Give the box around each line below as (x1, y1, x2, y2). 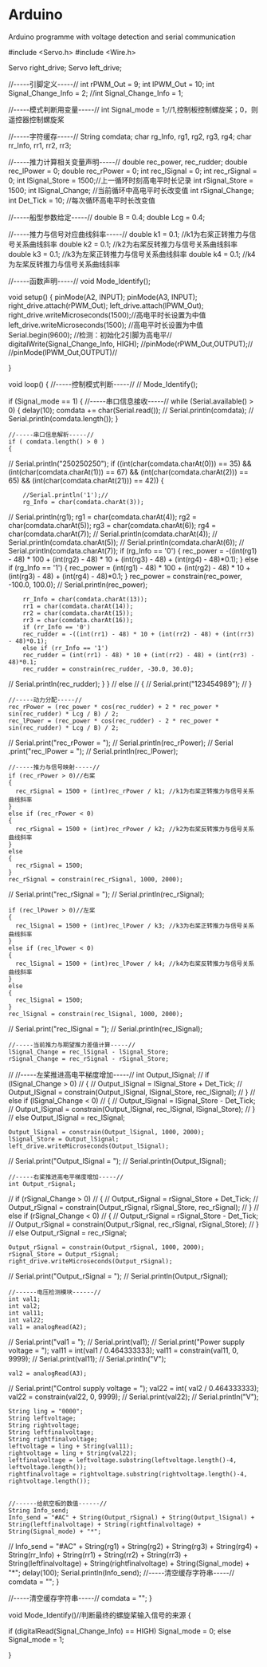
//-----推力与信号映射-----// (8, 763, 100, 771)
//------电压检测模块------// (8, 1288, 101, 1296)
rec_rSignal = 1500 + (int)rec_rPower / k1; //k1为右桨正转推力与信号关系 (15, 787, 255, 795)
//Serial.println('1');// (22, 491, 109, 499)
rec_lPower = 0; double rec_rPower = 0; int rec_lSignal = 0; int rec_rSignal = (8, 166, 257, 175)
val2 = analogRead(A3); (8, 1369, 88, 1377)
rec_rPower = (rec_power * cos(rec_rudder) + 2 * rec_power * (8, 703, 219, 711)
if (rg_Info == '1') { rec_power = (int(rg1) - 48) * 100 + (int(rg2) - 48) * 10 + (8, 562, 251, 572)
